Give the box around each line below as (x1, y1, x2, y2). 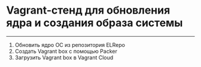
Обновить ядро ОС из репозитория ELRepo (14, 41, 126, 48)
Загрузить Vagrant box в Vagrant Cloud (14, 54, 114, 61)
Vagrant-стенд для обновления (6, 4, 170, 17)
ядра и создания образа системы (6, 16, 183, 30)
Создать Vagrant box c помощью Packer (14, 47, 118, 55)
